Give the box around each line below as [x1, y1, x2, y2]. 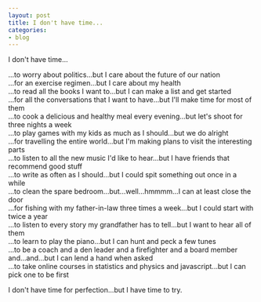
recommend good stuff [8, 162, 83, 171]
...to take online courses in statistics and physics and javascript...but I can [8, 262, 247, 271]
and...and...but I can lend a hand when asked [8, 253, 154, 263]
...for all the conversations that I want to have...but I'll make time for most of [8, 95, 252, 104]
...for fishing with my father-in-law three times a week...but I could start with [8, 203, 254, 213]
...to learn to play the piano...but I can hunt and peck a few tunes [8, 237, 217, 246]
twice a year [8, 212, 49, 221]
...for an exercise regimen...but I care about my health [8, 78, 182, 88]
